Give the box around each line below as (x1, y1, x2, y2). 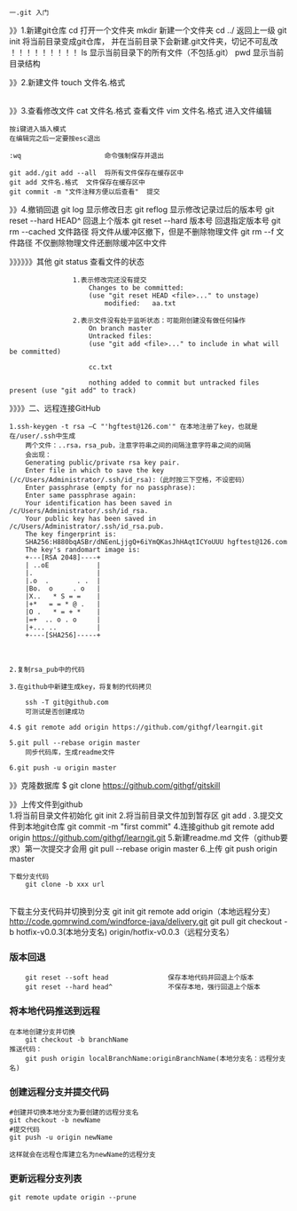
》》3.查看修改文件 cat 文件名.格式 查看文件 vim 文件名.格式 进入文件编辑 (9, 106, 272, 115)
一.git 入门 (9, 8, 50, 17)
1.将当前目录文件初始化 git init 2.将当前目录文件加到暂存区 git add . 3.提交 (9, 811, 277, 820)
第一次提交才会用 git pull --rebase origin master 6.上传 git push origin (24, 843, 277, 854)
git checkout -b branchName (25, 1035, 129, 1044)
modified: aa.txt (104, 299, 176, 308)
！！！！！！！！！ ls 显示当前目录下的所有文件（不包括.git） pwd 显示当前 (9, 47, 285, 58)
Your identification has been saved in (25, 499, 173, 508)
